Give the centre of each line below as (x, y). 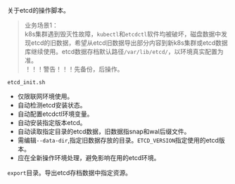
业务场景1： (41, 25)
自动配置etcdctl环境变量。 (55, 114)
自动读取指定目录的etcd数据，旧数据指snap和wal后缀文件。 (104, 131)
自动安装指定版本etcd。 (52, 123)
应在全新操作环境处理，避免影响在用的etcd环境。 (89, 158)
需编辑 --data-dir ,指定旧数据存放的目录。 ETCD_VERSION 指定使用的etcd (118, 140)
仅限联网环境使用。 (45, 96)
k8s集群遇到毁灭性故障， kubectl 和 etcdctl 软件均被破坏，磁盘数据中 (123, 34)
